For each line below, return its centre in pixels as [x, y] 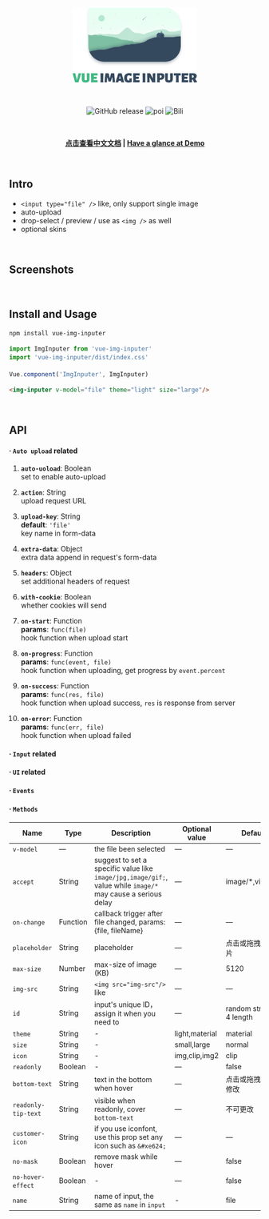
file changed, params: [130, 922]
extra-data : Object [51, 549]
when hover [114, 1088]
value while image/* [126, 886]
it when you [137, 1014]
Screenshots [42, 270]
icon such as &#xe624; [130, 1146]
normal [237, 1045]
